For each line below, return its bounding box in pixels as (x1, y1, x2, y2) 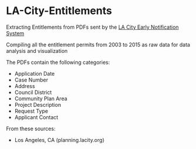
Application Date (14, 70, 55, 77)
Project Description (14, 101, 61, 108)
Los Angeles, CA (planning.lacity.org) (14, 136, 105, 143)
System (6, 29, 25, 36)
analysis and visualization (6, 47, 68, 54)
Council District (14, 89, 52, 96)
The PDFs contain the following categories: (6, 59, 110, 66)
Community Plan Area (14, 95, 67, 102)
